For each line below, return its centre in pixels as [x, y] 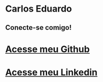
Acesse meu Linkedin [52, 72]
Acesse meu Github [47, 49]
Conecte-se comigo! [39, 28]
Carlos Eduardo [39, 9]
